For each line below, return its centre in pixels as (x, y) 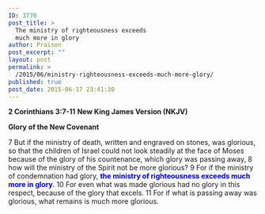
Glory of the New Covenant (54, 127)
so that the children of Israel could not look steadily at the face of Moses (126, 151)
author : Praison (35, 45)
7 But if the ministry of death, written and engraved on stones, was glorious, (132, 143)
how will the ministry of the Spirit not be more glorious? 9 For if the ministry (131, 168)
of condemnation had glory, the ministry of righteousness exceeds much (129, 176)
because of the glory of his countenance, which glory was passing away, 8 (131, 159)
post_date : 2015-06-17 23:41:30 (61, 89)
